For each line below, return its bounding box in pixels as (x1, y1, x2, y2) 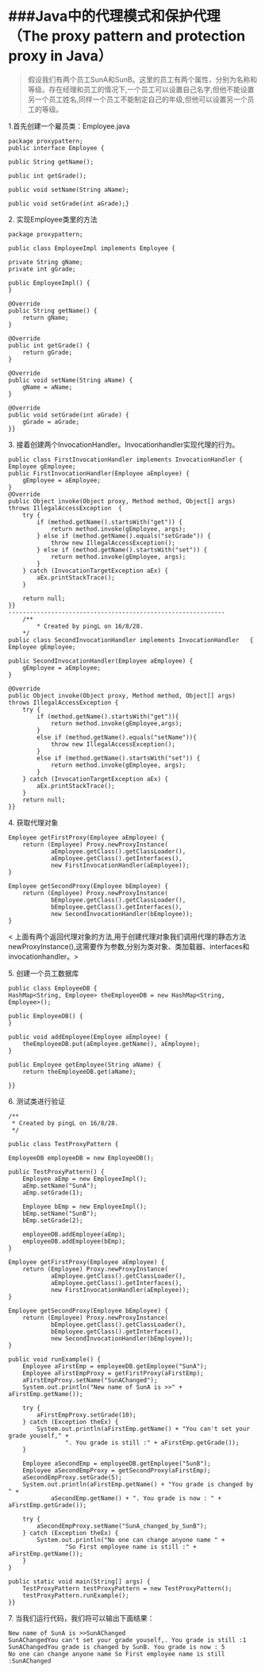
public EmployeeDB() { (8, 1012, 83, 1020)
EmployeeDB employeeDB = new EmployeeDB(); (8, 1154, 155, 1162)
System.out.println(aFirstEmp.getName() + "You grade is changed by (22, 1480, 254, 1488)
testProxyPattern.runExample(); (22, 1591, 129, 1599)
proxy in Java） (8, 47, 113, 65)
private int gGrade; (8, 265, 77, 273)
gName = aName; (22, 383, 73, 391)
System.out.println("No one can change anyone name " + (36, 1536, 225, 1544)
